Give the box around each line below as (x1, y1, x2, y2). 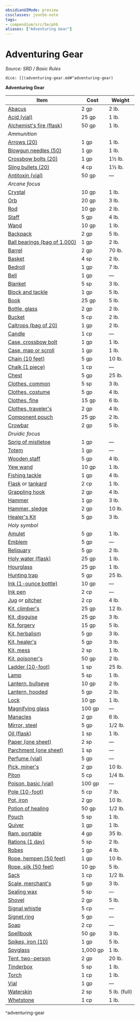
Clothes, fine (8, 397, 38, 404)
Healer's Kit (8, 514, 36, 521)
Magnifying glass (8, 705, 50, 712)
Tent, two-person (8, 955, 51, 962)
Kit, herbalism (8, 630, 41, 637)
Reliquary (8, 547, 31, 554)
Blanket (8, 280, 26, 288)
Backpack (8, 230, 32, 237)
